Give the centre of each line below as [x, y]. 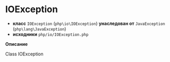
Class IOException [24, 54]
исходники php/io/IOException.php [50, 34]
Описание [16, 44]
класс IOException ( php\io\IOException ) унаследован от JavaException [89, 23]
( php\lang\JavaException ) [39, 28]
